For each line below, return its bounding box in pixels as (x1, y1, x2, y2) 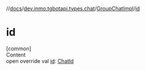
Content (6, 51, 26, 58)
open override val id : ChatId (6, 57, 74, 64)
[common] (6, 45, 31, 52)
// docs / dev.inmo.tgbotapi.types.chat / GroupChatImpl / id (6, 5, 140, 12)
